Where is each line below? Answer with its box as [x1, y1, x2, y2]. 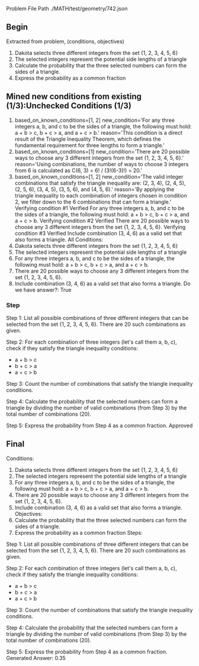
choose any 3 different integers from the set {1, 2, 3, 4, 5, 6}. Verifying [14, 223, 186, 230]
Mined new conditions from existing [6, 92, 142, 102]
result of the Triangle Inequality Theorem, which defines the [14, 135, 161, 143]
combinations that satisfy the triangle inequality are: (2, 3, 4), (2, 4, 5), [14, 179, 186, 186]
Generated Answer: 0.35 [6, 654, 66, 661]
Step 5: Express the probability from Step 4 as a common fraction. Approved [6, 422, 193, 429]
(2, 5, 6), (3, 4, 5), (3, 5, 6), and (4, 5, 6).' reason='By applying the [14, 186, 175, 193]
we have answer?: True [14, 286, 72, 293]
